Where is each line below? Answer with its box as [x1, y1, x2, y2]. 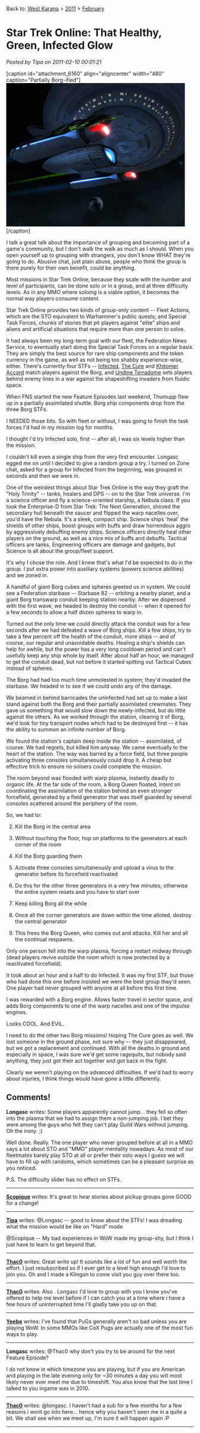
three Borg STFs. [6, 406, 48, 413]
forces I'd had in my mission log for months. [6, 424, 114, 431]
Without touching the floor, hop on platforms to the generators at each [14, 834, 187, 841]
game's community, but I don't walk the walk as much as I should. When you [6, 245, 194, 252]
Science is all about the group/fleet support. [6, 547, 114, 555]
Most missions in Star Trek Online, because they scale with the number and [6, 275, 192, 283]
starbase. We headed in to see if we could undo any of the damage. [6, 682, 173, 690]
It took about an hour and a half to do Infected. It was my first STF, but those [6, 971, 193, 979]
